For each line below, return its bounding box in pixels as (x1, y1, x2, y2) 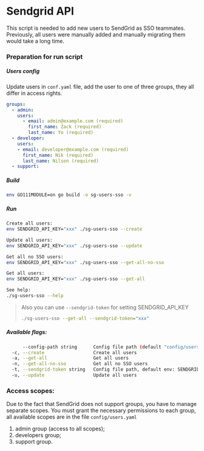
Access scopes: (6, 386, 55, 395)
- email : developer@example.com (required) (17, 146, 129, 153)
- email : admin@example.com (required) (22, 118, 123, 124)
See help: (6, 287, 32, 293)
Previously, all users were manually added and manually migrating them (6, 30, 186, 38)
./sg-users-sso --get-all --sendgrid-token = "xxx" (21, 315, 150, 321)
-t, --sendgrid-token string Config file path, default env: (12, 366, 175, 372)
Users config (6, 68, 40, 75)
